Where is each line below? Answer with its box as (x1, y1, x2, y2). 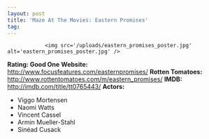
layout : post (7, 10, 45, 17)
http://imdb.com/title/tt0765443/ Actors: (7, 83, 125, 91)
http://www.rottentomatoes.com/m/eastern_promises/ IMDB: (7, 75, 183, 83)
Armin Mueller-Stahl (17, 118, 75, 126)
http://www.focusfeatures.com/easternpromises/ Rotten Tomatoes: (7, 67, 203, 76)
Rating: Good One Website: (7, 60, 88, 69)
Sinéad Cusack (17, 126, 62, 134)
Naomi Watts (17, 104, 55, 112)
